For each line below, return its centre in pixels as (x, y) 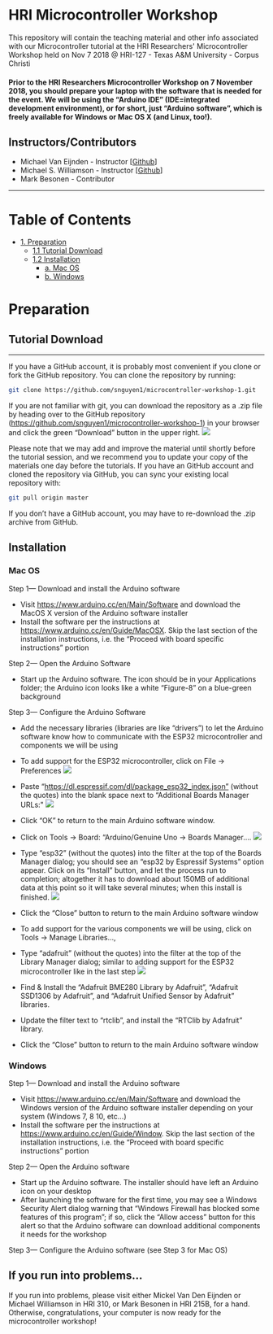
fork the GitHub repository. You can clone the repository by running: (122, 375)
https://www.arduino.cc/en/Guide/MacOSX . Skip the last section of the (139, 630)
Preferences (41, 770)
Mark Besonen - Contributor (67, 179)
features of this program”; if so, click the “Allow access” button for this (138, 1217)
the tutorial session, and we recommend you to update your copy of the (128, 457)
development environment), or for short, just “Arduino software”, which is (135, 108)
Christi (19, 63)
